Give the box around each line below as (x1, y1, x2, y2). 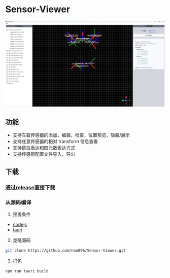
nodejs (12, 222, 27, 228)
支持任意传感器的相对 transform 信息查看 (12, 138, 98, 145)
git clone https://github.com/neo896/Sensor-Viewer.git (5, 248, 126, 253)
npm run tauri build (5, 268, 49, 273)
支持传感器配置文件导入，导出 (12, 151, 75, 157)
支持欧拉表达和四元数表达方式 (12, 145, 75, 151)
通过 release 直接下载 (5, 184, 55, 191)
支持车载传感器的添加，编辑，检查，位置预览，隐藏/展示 (12, 132, 130, 138)
